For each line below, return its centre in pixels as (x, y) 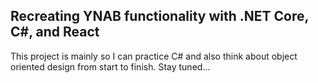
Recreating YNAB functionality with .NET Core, (159, 16)
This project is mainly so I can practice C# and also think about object (154, 56)
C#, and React (55, 32)
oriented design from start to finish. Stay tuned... (110, 66)
